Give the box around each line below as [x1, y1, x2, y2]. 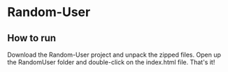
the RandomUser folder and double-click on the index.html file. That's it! [7, 58, 215, 66]
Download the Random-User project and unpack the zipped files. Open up [7, 50, 222, 59]
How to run [7, 32, 57, 44]
